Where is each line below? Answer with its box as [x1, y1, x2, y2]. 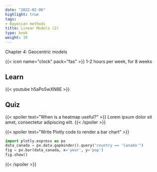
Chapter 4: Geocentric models [5, 48, 67, 55]
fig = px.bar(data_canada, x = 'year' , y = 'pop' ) [5, 148, 104, 153]
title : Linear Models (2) [5, 26, 59, 31]
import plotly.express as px [5, 138, 66, 144]
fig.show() [5, 153, 28, 158]
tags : [5, 16, 16, 21]
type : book [5, 30, 28, 35]
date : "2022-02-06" [5, 7, 46, 12]
